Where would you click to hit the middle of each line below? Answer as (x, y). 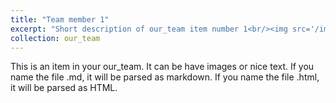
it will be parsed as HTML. (64, 88)
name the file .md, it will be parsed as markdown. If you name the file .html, (165, 77)
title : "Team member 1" (60, 19)
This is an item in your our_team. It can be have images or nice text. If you (162, 67)
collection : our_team (55, 38)
